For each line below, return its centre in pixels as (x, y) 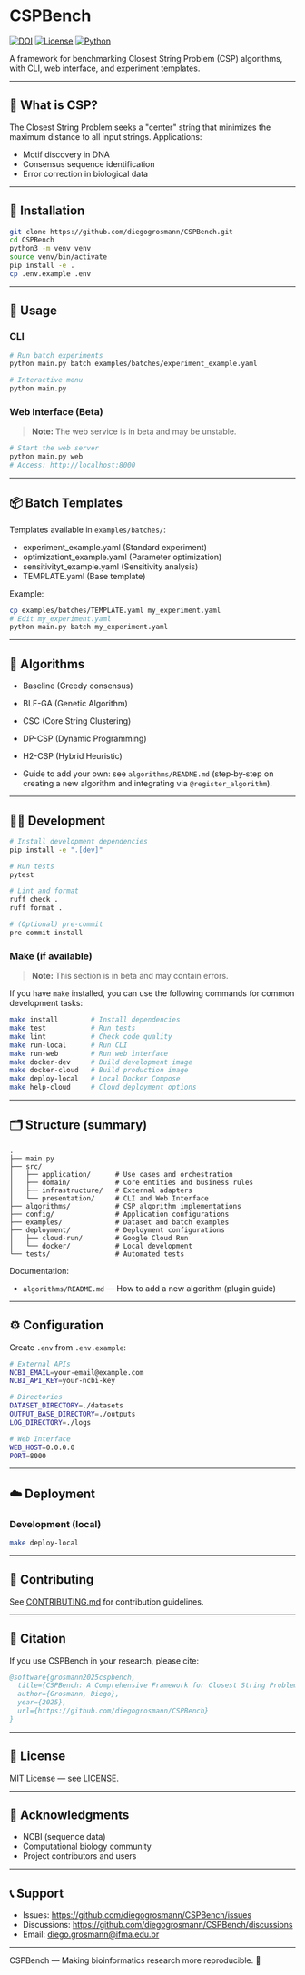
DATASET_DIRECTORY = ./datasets (67, 1406)
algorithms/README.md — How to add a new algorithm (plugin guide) (149, 1288)
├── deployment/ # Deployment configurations (117, 1230)
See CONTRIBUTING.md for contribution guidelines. (107, 1601)
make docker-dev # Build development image (101, 1062)
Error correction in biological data (85, 173)
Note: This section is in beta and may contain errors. (130, 976)
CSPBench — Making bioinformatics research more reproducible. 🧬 (135, 1960)
